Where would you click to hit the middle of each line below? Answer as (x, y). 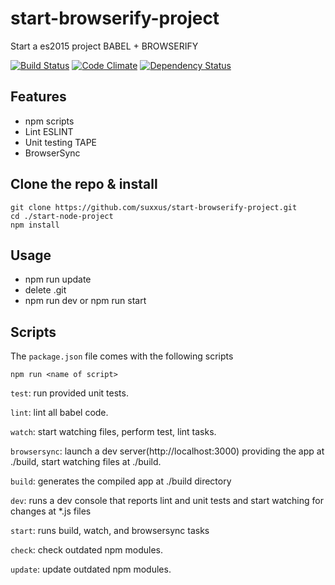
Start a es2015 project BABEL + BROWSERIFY (104, 46)
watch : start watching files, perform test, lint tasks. (113, 432)
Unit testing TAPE (61, 142)
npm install (35, 225)
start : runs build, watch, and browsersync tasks (110, 531)
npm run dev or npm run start (85, 301)
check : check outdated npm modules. (87, 550)
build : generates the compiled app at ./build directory (121, 481)
